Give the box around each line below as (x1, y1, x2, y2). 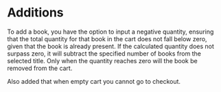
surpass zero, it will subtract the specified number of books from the (7, 49, 201, 58)
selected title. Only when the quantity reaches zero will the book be (7, 56, 198, 65)
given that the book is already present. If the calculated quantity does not (7, 42, 215, 50)
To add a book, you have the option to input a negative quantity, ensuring (7, 27, 214, 36)
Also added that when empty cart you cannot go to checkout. (7, 77, 181, 85)
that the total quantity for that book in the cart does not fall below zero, (7, 34, 207, 43)
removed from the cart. (7, 64, 73, 72)
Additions (7, 5, 64, 21)
